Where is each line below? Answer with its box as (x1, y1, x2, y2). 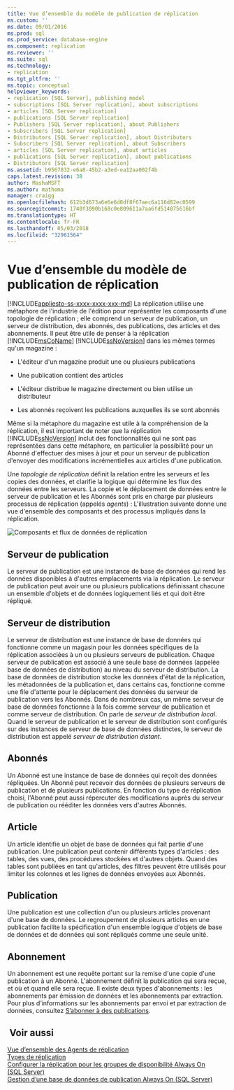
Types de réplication (7, 1053, 66, 1061)
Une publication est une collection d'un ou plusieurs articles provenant (7, 908, 211, 916)
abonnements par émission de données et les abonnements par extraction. (7, 991, 224, 1000)
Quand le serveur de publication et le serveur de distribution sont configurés (7, 717, 228, 726)
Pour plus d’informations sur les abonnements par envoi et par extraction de (7, 999, 227, 1007)
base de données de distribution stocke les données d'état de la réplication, (7, 672, 226, 681)
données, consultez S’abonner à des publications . (7, 1007, 151, 1015)
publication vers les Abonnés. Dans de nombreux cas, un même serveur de (7, 695, 224, 703)
